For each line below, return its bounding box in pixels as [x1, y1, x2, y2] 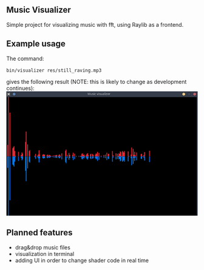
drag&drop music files [15, 243, 71, 251]
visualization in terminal [15, 250, 75, 257]
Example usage [6, 39, 66, 49]
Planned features [6, 227, 73, 238]
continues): [6, 85, 35, 92]
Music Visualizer [6, 5, 71, 15]
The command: [6, 55, 44, 62]
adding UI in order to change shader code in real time [15, 257, 149, 264]
